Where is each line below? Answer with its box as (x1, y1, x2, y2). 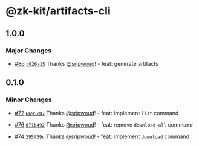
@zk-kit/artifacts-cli (5, 4, 111, 18)
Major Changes (5, 46, 52, 55)
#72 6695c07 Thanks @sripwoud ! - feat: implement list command (14, 109, 179, 116)
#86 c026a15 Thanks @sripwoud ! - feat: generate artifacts (14, 60, 158, 67)
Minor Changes (5, 95, 52, 104)
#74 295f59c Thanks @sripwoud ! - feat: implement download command (14, 133, 190, 140)
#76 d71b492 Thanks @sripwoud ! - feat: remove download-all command (14, 121, 193, 128)
